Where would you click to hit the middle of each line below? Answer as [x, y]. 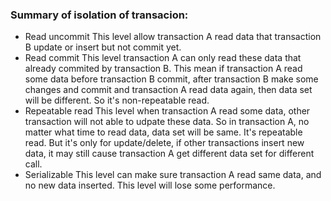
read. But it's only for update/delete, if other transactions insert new [164, 143]
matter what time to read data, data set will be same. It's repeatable [163, 132]
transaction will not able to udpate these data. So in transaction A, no [167, 122]
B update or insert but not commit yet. [103, 47]
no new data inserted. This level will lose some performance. [150, 185]
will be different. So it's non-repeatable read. [117, 100]
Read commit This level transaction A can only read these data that [163, 58]
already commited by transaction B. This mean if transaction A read [163, 69]
